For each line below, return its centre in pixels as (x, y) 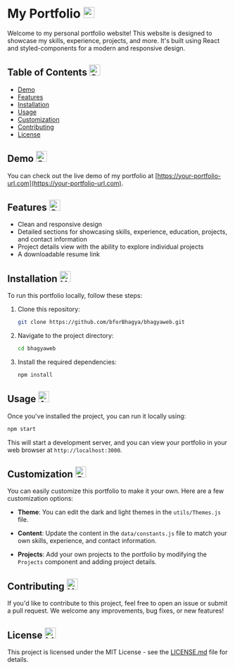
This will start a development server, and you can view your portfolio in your (117, 442)
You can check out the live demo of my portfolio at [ (83, 175)
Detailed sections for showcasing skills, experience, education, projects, (122, 232)
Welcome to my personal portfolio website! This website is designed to (110, 33)
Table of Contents (47, 73)
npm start (22, 429)
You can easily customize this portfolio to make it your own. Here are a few (116, 491)
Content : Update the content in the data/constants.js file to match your (122, 533)
